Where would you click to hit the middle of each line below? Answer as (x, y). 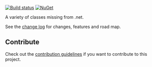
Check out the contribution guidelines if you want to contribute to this (76, 54)
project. (13, 59)
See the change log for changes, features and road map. (63, 27)
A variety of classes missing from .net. (44, 17)
